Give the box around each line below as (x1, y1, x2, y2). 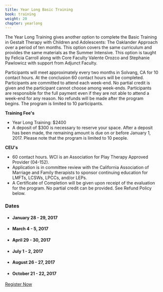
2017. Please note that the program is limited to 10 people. (12, 135, 128, 141)
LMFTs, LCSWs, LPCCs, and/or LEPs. (12, 175, 87, 181)
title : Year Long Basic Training (5, 7, 73, 12)
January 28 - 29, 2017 (12, 214, 58, 220)
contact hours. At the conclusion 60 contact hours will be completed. (5, 75, 144, 81)
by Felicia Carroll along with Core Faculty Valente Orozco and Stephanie (5, 55, 150, 61)
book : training (5, 12, 36, 17)
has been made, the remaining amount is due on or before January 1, (12, 130, 151, 136)
